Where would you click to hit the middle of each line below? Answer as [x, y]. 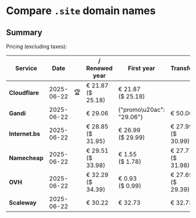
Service [26, 68]
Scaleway [23, 202]
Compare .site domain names [81, 11]
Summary [24, 33]
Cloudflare [24, 93]
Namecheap [26, 158]
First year [142, 68]
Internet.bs [25, 134]
